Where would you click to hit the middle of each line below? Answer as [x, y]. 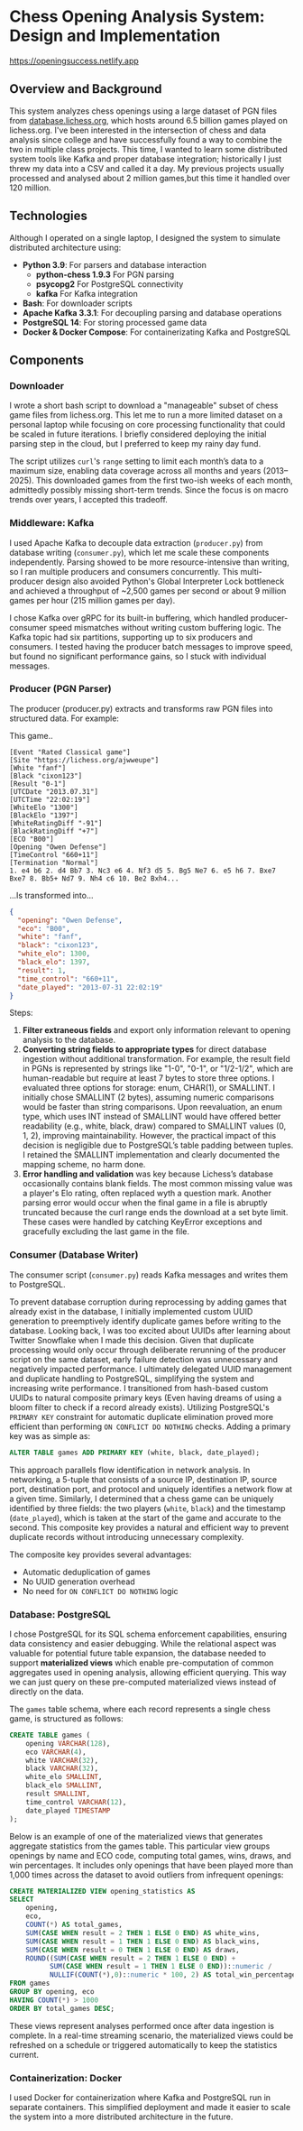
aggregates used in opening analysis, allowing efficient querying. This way [148, 1672]
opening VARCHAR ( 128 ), [68, 1743]
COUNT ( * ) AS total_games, [74, 1925]
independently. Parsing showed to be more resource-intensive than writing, [150, 562]
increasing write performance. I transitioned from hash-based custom [139, 1388]
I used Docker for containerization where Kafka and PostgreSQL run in [140, 2097]
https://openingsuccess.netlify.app [74, 60]
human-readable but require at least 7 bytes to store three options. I [148, 1078]
